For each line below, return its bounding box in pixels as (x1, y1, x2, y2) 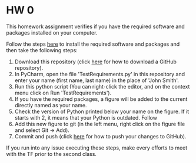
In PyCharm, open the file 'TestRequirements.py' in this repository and (14, 70, 185, 77)
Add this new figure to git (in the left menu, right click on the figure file (14, 120, 185, 127)
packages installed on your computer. (6, 29, 98, 36)
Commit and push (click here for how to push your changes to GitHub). (14, 133, 187, 140)
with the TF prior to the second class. (6, 150, 97, 157)
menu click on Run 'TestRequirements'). (14, 89, 112, 96)
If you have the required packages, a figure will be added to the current (14, 95, 188, 103)
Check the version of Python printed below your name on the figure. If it (14, 108, 190, 115)
